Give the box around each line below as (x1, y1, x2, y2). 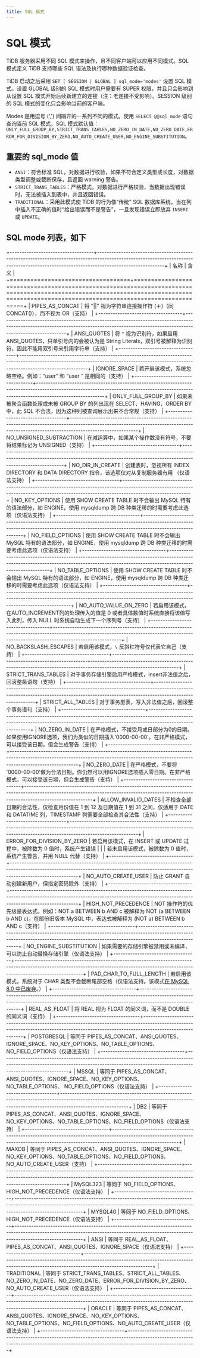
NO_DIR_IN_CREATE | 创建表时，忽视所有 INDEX (71, 462, 190, 469)
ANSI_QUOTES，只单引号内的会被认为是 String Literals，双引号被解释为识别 (6, 338, 192, 345)
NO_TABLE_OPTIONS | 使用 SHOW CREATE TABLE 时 (57, 567, 187, 574)
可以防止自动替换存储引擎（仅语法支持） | (6, 950, 109, 958)
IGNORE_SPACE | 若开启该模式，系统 (95, 365, 186, 372)
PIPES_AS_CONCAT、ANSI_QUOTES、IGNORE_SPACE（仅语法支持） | (6, 1243, 180, 1251)
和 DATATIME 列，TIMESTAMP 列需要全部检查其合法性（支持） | (6, 811, 164, 818)
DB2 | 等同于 (136, 1103, 168, 1110)
